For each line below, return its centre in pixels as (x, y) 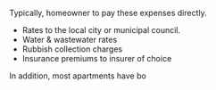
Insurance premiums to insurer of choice (97, 58)
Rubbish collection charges (72, 49)
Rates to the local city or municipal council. (101, 30)
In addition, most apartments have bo (78, 76)
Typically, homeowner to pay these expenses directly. (108, 13)
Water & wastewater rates (70, 40)
